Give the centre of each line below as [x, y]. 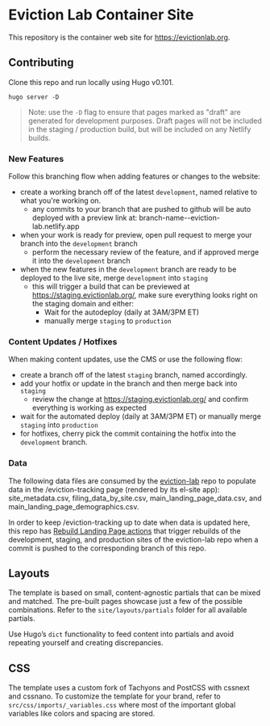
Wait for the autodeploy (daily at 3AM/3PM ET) [122, 312]
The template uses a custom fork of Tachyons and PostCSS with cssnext [129, 688]
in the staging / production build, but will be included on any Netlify [139, 129]
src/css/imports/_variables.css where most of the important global [122, 705]
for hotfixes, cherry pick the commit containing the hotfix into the [128, 433]
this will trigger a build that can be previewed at [111, 287]
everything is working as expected [89, 408]
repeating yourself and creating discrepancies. [86, 643]
